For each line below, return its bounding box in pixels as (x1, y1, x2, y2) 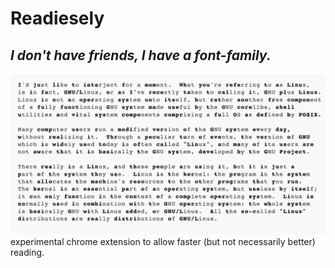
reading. (10, 246, 45, 258)
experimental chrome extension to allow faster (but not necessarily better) (10, 235, 316, 247)
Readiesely (10, 7, 105, 30)
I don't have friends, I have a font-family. (10, 47, 272, 64)
